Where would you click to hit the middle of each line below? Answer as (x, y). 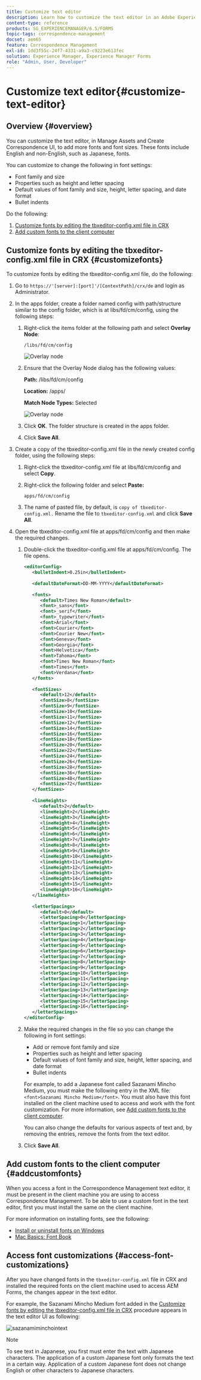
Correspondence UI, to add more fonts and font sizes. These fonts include (98, 147)
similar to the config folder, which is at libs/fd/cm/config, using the (97, 310)
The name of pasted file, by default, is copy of (81, 507)
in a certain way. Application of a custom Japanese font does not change (96, 1364)
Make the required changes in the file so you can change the (99, 1029)
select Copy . (39, 474)
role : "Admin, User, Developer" (46, 62)
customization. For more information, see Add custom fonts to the (105, 1110)
